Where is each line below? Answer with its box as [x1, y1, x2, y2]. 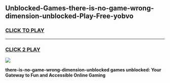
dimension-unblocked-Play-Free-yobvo [5, 12, 134, 21]
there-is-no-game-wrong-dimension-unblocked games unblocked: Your [5, 66, 161, 72]
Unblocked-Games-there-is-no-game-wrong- [5, 4, 154, 13]
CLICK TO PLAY [5, 27, 45, 34]
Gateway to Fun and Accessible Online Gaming [5, 72, 106, 78]
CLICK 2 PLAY [5, 46, 40, 53]
